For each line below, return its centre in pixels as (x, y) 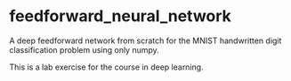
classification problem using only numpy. (85, 49)
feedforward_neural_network (120, 16)
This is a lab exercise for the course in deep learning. (106, 67)
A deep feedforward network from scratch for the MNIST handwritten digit (145, 40)
